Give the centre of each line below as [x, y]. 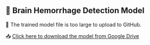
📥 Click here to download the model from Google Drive [72, 36]
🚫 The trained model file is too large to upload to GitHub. [74, 24]
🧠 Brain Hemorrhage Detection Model [75, 11]
